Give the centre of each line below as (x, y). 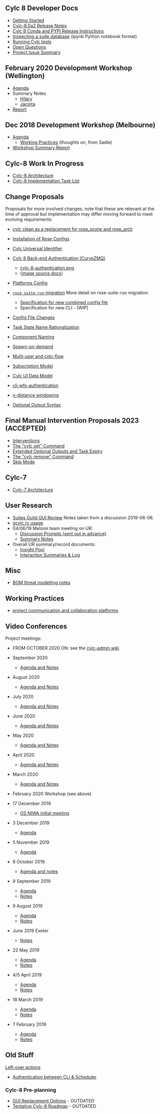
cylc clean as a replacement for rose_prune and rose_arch (72, 229)
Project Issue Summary (37, 52)
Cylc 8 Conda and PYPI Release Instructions (58, 31)
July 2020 (23, 696)
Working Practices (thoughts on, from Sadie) (66, 142)
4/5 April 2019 (27, 975)
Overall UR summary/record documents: (54, 544)
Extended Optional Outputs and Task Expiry (57, 451)
